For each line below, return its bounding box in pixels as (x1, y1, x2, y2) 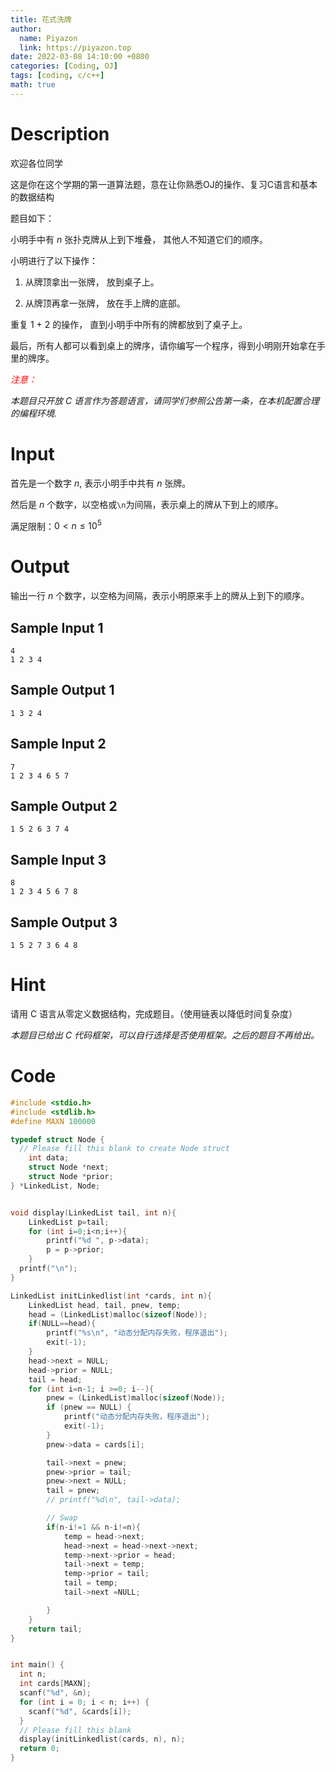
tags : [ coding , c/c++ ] (10, 71, 105, 81)
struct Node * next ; (28, 1162, 110, 1173)
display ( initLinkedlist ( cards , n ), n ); (19, 1734, 186, 1745)
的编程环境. (10, 407, 58, 419)
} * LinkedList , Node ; (10, 1181, 101, 1191)
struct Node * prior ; (28, 1172, 114, 1182)
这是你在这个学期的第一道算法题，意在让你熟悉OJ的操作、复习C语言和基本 (10, 178, 318, 190)
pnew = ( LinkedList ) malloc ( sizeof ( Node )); (46, 1393, 226, 1403)
